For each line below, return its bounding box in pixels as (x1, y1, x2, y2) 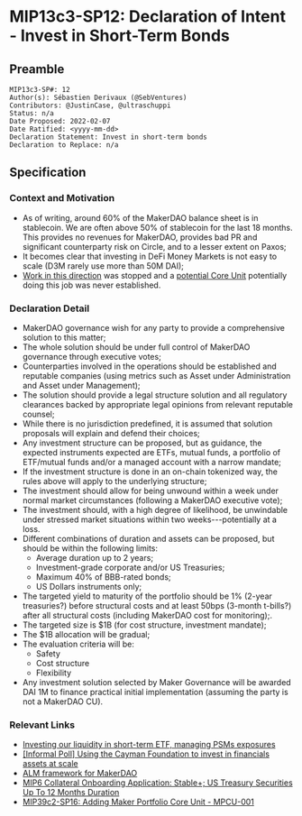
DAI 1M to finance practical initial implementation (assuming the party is (22, 686, 288, 697)
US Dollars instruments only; (35, 581, 142, 591)
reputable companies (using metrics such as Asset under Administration (22, 370, 291, 380)
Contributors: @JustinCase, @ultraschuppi (9, 101, 171, 110)
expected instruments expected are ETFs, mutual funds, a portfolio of (22, 446, 281, 457)
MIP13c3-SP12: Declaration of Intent (9, 6, 287, 27)
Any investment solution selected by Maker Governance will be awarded (22, 676, 291, 687)
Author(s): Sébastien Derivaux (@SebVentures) (9, 93, 188, 102)
